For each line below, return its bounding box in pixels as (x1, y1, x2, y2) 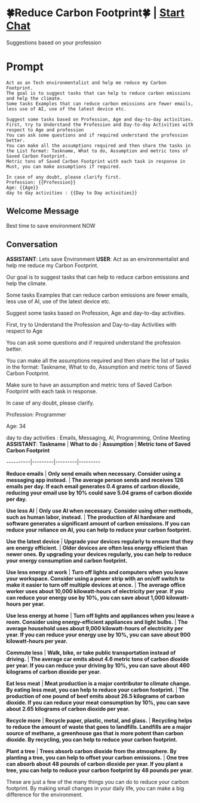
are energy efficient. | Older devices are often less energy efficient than (6, 544, 188, 551)
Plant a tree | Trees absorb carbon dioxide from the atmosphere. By (6, 747, 177, 754)
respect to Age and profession (6, 126, 84, 133)
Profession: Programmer (6, 410, 67, 418)
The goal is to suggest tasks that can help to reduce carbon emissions (6, 90, 191, 96)
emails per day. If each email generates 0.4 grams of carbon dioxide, (6, 482, 180, 490)
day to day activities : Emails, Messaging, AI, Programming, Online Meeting (6, 434, 190, 441)
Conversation (6, 240, 58, 250)
